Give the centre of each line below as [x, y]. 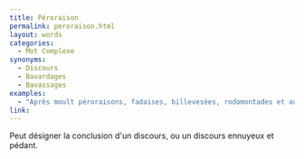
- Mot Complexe [46, 51]
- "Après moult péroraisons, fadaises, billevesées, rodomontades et [151, 102]
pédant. [24, 145]
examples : [28, 93]
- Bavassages [42, 85]
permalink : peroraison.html [62, 26]
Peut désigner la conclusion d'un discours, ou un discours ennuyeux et [142, 136]
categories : [32, 43]
